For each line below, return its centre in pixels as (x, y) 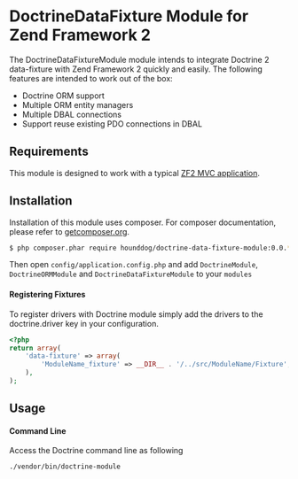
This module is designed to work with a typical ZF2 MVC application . (134, 173)
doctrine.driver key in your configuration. (84, 323)
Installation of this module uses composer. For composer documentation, (143, 222)
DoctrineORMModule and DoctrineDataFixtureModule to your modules (131, 274)
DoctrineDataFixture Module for (129, 16)
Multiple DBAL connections (72, 114)
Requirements (49, 152)
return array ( (35, 348)
